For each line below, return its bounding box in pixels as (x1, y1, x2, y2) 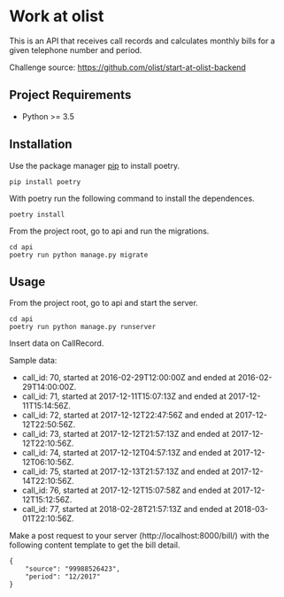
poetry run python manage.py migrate (9, 250, 149, 259)
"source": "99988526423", (25, 564, 121, 574)
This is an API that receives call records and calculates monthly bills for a (9, 35, 276, 46)
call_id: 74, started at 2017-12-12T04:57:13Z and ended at (21, 448, 232, 458)
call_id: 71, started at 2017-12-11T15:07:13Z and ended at (21, 391, 227, 402)
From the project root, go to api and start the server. (9, 298, 199, 309)
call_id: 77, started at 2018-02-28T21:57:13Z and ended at (21, 504, 233, 515)
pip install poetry (9, 177, 81, 187)
